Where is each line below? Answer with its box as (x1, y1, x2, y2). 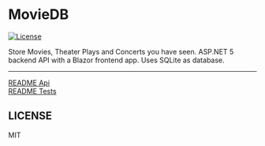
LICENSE (8, 109, 53, 123)
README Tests (8, 86, 57, 95)
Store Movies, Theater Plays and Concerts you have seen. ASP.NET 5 (8, 47, 234, 56)
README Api (8, 77, 50, 88)
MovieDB (8, 6, 69, 24)
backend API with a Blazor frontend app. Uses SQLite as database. (8, 55, 225, 65)
